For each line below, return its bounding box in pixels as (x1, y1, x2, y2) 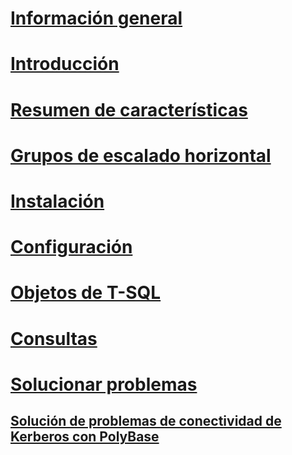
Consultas (10, 327, 98, 350)
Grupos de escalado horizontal (10, 144, 272, 167)
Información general (10, 7, 183, 30)
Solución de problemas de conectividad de (10, 413, 282, 430)
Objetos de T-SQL (10, 282, 162, 304)
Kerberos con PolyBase (10, 428, 160, 446)
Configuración (10, 236, 133, 259)
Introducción (10, 53, 120, 76)
